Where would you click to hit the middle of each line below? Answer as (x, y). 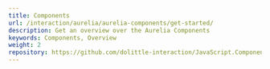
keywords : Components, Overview (62, 38)
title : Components (39, 15)
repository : (28, 52)
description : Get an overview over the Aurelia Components (109, 30)
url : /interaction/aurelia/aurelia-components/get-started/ (111, 23)
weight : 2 (25, 45)
